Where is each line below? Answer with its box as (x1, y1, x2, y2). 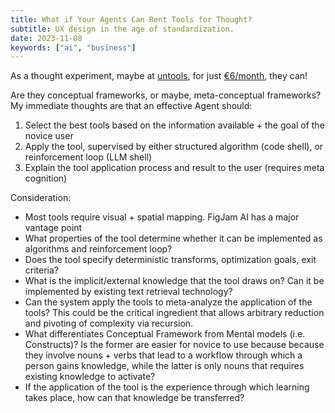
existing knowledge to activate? (24, 371, 156, 383)
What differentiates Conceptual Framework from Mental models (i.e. (24, 328, 306, 340)
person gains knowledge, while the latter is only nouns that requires (24, 360, 305, 372)
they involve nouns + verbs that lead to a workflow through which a (24, 349, 303, 361)
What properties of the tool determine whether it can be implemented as (24, 232, 323, 245)
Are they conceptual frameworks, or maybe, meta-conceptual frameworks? (10, 89, 322, 101)
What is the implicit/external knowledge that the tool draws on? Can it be (24, 275, 325, 287)
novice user (24, 130, 74, 142)
